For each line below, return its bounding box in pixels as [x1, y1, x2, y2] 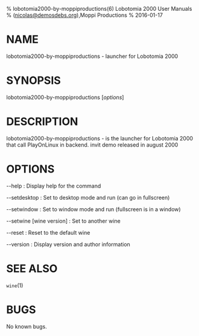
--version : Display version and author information [6, 241, 131, 248]
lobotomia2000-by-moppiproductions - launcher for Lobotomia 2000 [6, 52, 178, 60]
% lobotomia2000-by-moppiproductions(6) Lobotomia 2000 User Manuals [6, 5, 192, 12]
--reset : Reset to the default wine [6, 229, 90, 236]
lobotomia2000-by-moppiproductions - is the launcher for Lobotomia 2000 [6, 135, 194, 142]
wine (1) [6, 282, 24, 289]
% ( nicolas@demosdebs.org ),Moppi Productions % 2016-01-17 [6, 11, 163, 19]
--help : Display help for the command [6, 182, 101, 189]
